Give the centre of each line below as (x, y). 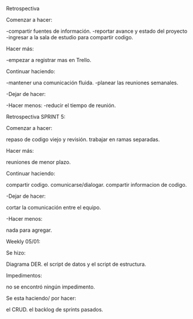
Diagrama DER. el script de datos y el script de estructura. (76, 264)
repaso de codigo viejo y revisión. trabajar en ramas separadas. (83, 139)
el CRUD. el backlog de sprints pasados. (55, 309)
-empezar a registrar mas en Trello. (49, 60)
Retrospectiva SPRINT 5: (36, 117)
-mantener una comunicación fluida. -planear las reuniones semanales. (92, 83)
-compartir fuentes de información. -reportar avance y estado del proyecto (97, 31)
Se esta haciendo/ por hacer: (41, 298)
